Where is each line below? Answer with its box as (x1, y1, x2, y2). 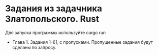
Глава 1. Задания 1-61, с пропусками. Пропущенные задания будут (12, 39, 153, 45)
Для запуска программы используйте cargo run (5, 29, 106, 35)
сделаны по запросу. (12, 44, 57, 50)
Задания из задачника (5, 3, 102, 14)
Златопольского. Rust (5, 13, 99, 25)
